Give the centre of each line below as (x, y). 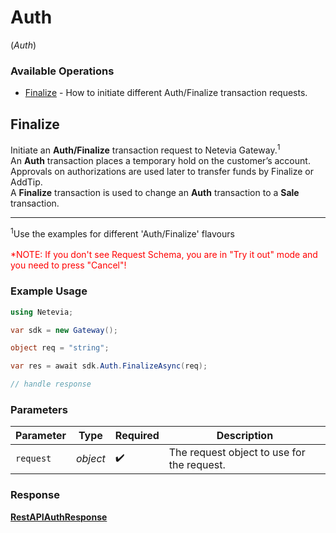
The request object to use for (237, 453)
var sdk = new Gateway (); (64, 330)
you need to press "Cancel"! (68, 265)
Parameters (39, 409)
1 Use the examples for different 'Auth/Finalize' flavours (122, 233)
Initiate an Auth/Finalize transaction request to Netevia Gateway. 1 (145, 149)
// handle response (51, 384)
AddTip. (26, 182)
